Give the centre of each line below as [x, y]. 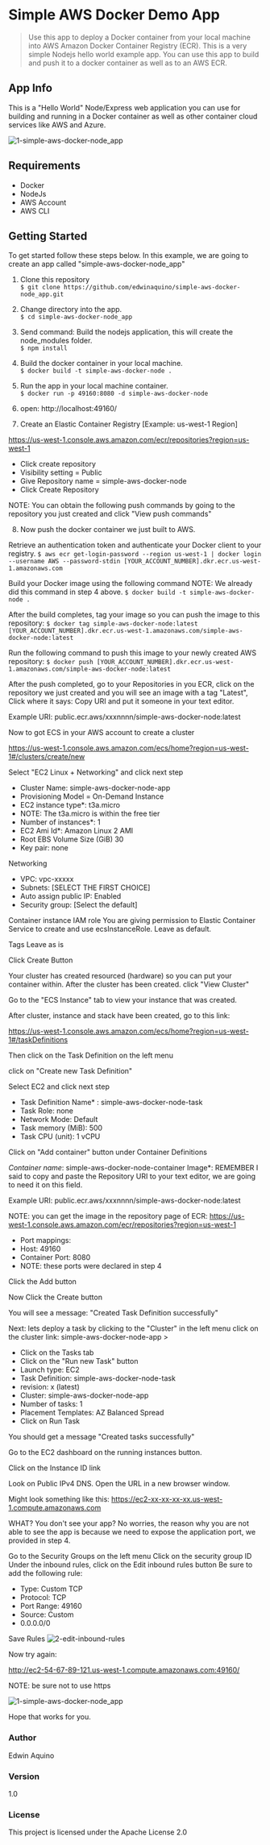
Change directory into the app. [71, 310]
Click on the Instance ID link [55, 1468]
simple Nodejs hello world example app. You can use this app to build [143, 54]
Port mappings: [46, 1240]
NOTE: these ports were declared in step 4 [91, 1266]
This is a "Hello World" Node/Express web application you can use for [125, 107]
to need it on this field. [46, 1185]
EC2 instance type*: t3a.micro [70, 805]
